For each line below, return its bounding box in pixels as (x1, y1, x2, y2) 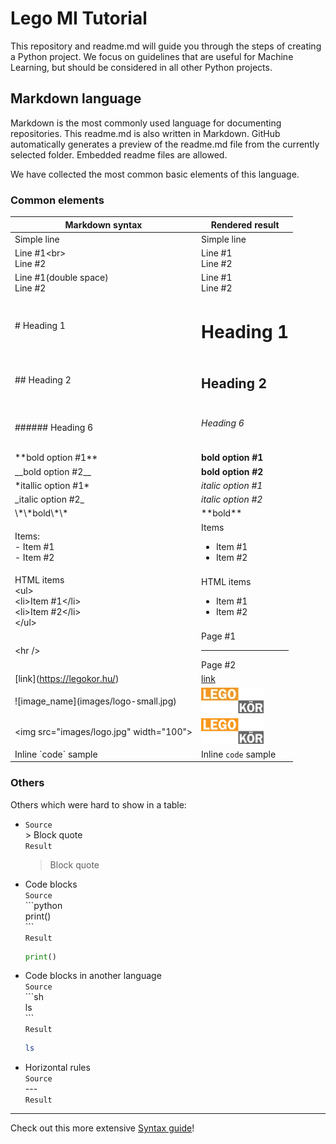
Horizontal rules (24, 1062, 91, 1074)
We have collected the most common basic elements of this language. (10, 168, 300, 180)
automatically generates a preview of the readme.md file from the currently (10, 138, 320, 150)
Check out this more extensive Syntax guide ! (10, 1122, 195, 1134)
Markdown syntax (64, 218, 143, 231)
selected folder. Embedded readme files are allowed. (10, 148, 228, 161)
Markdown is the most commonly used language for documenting (10, 117, 282, 129)
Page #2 (201, 659, 237, 671)
